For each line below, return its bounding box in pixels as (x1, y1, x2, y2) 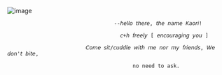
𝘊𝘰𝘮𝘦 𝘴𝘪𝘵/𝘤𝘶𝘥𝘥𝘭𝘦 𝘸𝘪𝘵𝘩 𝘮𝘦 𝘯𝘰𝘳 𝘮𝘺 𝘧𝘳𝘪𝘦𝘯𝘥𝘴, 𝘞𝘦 (85, 44, 216, 51)
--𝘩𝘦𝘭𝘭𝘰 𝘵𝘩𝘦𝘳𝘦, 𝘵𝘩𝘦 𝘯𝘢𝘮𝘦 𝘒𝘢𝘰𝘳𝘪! (113, 20, 202, 27)
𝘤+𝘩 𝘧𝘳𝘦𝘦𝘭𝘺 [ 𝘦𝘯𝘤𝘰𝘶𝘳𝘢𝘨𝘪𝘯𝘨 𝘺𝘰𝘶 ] (120, 32, 209, 39)
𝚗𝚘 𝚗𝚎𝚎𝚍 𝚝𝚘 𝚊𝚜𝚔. (132, 62, 180, 69)
